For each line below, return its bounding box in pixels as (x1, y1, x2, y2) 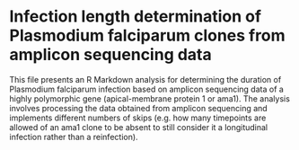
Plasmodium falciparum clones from (9, 25, 286, 46)
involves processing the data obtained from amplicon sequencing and (9, 102, 268, 113)
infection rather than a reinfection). (9, 131, 138, 142)
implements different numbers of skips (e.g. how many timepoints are (9, 112, 267, 123)
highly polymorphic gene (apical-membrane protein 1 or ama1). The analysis (9, 93, 290, 104)
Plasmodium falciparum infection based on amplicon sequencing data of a (9, 84, 285, 94)
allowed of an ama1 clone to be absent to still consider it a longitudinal (9, 121, 268, 132)
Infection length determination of (9, 6, 262, 27)
